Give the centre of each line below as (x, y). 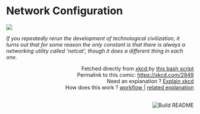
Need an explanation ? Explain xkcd (150, 81)
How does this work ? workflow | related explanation (129, 87)
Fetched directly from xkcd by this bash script (137, 69)
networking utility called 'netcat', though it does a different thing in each (95, 51)
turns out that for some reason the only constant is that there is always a (96, 44)
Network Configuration (65, 11)
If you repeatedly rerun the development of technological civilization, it (93, 38)
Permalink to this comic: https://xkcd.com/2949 (135, 74)
